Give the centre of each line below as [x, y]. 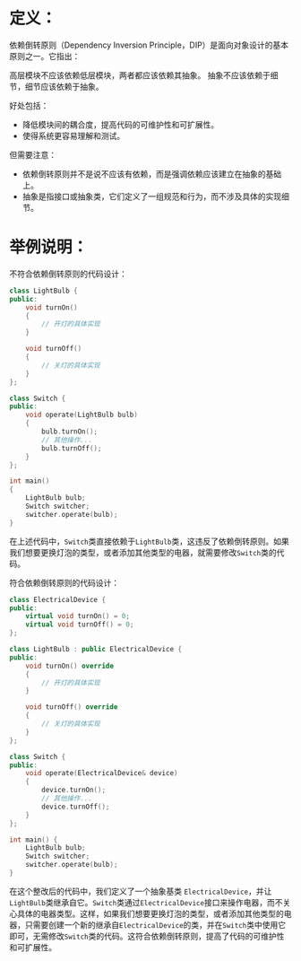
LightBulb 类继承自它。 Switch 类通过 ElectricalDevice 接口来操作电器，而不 [146, 902]
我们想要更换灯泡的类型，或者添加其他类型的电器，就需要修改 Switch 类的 [143, 552]
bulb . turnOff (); [72, 448]
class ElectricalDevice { [57, 599]
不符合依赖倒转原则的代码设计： [68, 274]
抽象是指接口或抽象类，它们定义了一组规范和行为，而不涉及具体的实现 [152, 196]
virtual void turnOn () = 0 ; [77, 616]
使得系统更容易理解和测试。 [73, 135]
